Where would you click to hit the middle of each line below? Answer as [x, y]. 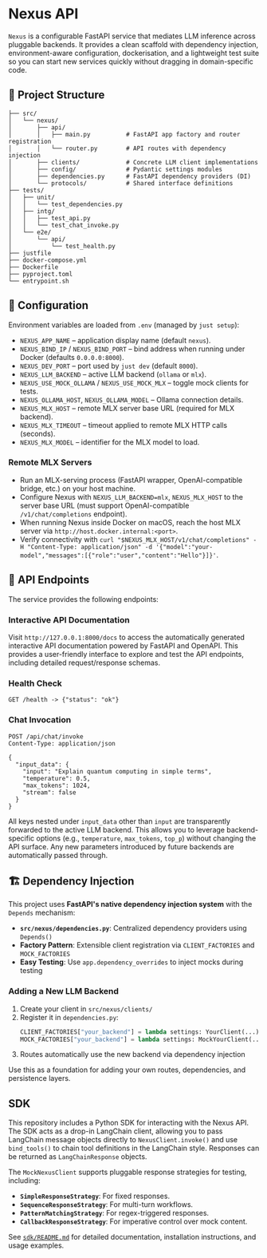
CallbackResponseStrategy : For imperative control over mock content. [133, 1221]
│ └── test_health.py [62, 246]
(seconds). [37, 433]
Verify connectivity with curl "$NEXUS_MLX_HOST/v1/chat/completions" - [138, 539]
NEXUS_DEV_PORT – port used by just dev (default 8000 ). [109, 366]
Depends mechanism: [42, 913]
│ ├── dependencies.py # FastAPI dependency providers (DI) [130, 176]
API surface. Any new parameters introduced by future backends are [121, 846]
